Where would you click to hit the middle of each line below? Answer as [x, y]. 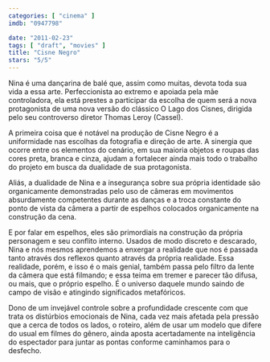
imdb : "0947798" [35, 23]
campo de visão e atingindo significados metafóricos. [97, 292]
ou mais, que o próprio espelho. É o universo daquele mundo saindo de [127, 284]
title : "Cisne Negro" [45, 53]
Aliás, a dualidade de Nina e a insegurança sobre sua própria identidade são [135, 183]
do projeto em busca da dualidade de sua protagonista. [100, 167]
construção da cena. [43, 217]
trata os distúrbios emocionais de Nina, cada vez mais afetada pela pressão [134, 316]
